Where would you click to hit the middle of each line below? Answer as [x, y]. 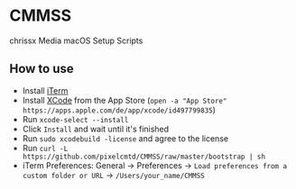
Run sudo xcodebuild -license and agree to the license [125, 138]
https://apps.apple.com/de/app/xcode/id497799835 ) [119, 110]
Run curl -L [45, 148]
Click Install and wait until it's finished [96, 129]
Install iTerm [45, 90]
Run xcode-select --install [75, 119]
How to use [42, 69]
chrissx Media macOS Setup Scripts [76, 40]
